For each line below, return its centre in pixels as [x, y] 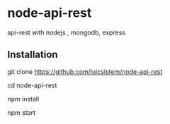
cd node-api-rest [32, 85]
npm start [22, 112]
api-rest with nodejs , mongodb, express [67, 32]
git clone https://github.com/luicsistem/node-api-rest [85, 71]
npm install [23, 99]
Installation [33, 55]
